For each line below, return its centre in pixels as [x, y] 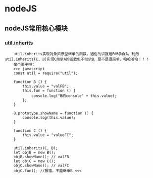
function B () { [30, 82]
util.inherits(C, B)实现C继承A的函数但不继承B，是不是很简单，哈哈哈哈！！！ [77, 59]
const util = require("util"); [46, 73]
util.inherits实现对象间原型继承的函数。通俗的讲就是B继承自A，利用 [76, 54]
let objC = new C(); [35, 161]
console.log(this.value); [49, 117]
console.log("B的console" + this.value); [74, 96]
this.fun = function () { [49, 90]
